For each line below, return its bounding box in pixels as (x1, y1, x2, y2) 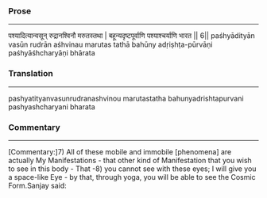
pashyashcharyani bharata (8, 101, 95, 112)
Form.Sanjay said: (8, 181, 68, 190)
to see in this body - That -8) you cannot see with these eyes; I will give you (8, 164, 257, 173)
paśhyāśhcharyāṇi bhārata (8, 48, 95, 58)
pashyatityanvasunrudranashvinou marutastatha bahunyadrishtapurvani (8, 93, 244, 103)
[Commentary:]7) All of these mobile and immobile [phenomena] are (8, 147, 232, 156)
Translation (8, 68, 53, 79)
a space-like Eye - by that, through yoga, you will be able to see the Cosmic (8, 172, 256, 181)
